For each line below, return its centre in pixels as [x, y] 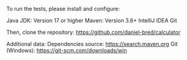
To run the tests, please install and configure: [63, 9]
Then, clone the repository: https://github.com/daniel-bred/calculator [94, 32]
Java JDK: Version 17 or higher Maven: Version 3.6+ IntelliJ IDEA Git [92, 20]
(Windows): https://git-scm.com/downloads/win [67, 50]
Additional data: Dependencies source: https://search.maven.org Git [92, 44]
